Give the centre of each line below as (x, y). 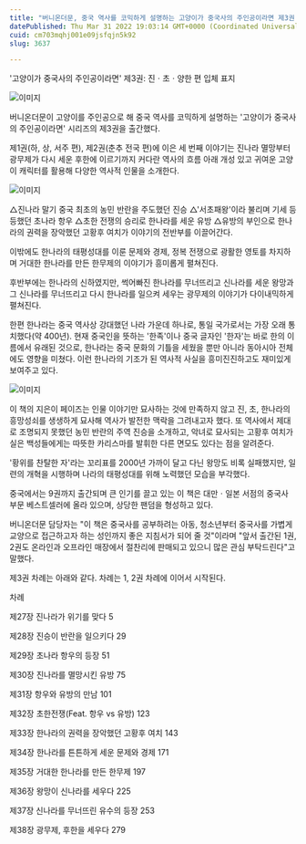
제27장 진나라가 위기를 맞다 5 (61, 617)
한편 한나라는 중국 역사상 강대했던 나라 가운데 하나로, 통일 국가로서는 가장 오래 (148, 325)
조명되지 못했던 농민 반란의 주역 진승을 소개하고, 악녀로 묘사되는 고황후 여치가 (156, 432)
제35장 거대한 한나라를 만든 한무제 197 (77, 772)
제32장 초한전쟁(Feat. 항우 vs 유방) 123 (80, 714)
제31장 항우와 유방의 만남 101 (61, 694)
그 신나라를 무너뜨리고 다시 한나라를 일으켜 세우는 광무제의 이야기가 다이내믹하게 (152, 294)
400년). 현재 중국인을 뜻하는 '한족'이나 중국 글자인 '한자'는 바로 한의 (164, 336)
